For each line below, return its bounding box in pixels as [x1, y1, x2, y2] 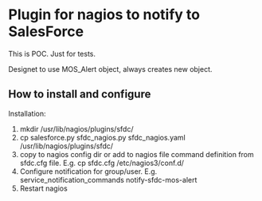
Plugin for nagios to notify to [8, 6, 201, 24]
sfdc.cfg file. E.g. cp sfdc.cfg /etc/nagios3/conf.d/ [19, 158, 185, 167]
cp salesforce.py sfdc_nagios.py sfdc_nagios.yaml [19, 132, 186, 142]
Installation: [8, 108, 46, 118]
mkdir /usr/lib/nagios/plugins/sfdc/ [19, 124, 134, 133]
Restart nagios [19, 183, 68, 193]
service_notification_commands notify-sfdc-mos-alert [19, 175, 197, 184]
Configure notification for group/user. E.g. [19, 166, 158, 176]
